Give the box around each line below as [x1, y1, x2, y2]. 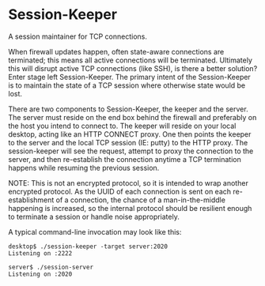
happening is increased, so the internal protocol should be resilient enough [8, 203, 252, 213]
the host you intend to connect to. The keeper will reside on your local [8, 121, 237, 130]
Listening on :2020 [8, 270, 73, 278]
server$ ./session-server [8, 263, 93, 271]
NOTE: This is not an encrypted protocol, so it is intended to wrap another [8, 178, 249, 187]
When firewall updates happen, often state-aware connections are [8, 47, 225, 56]
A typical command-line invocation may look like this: [8, 227, 182, 236]
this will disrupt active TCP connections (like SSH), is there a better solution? [8, 63, 258, 73]
